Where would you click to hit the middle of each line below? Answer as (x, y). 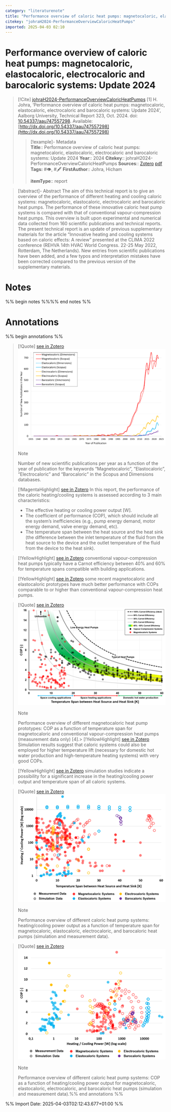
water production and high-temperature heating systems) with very (88, 756)
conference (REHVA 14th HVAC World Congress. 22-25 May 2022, (87, 245)
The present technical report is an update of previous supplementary (90, 229)
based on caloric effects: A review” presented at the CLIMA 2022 (86, 240)
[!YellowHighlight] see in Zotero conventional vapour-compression (87, 558)
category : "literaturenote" (35, 11)
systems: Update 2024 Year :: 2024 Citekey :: (77, 158)
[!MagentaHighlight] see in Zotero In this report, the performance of (89, 489)
